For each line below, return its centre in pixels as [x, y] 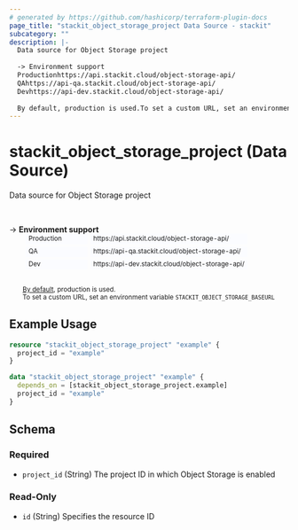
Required [29, 455]
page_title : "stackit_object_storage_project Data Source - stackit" [141, 26]
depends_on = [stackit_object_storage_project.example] [122, 386]
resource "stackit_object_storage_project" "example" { [114, 345]
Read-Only [33, 497]
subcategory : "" [39, 34]
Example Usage [53, 324]
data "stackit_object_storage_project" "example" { [106, 378]
